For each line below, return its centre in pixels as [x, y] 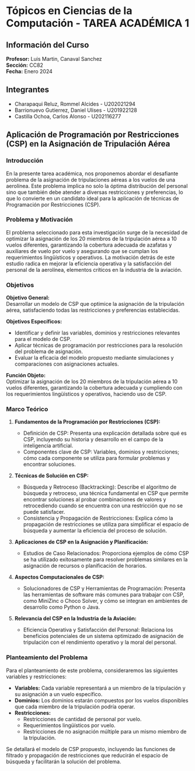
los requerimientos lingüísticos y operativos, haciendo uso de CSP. [86, 394]
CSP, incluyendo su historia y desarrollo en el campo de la [93, 439]
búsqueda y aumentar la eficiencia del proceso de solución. [95, 531]
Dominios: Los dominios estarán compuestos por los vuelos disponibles [101, 700]
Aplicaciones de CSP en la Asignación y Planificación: [81, 542]
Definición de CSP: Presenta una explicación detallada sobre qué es [105, 433]
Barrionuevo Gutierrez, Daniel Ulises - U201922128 [76, 110]
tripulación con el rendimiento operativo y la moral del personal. [100, 642]
